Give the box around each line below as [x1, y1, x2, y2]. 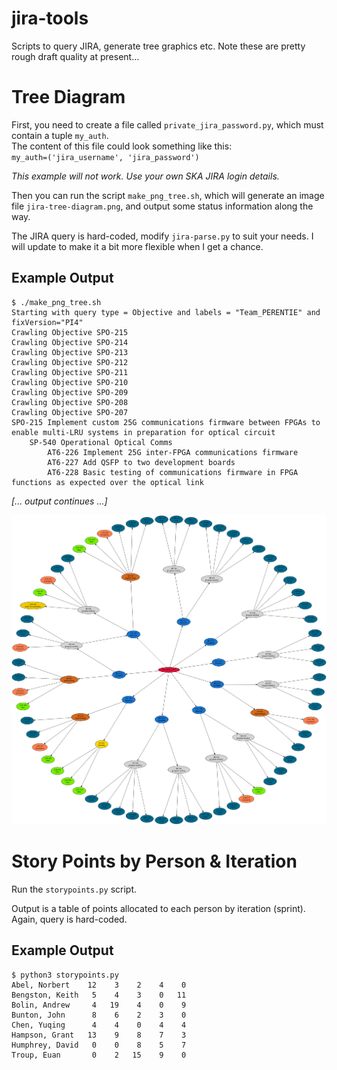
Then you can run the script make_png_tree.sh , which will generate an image [11, 189, 325, 201]
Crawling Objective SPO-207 [11, 407, 129, 417]
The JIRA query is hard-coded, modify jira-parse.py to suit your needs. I [11, 230, 314, 242]
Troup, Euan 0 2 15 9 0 [11, 1050, 187, 1060]
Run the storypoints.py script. [11, 883, 138, 895]
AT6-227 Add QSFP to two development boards [47, 457, 236, 467]
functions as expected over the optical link [11, 477, 204, 487]
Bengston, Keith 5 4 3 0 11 [11, 990, 187, 1000]
